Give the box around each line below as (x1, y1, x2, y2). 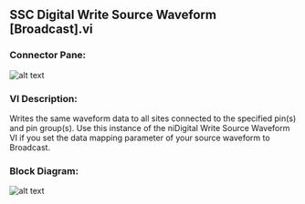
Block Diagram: (9, 164, 79, 177)
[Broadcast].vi (9, 22, 93, 37)
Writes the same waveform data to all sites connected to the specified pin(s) (9, 113, 297, 124)
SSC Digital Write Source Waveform (9, 7, 217, 23)
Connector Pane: (9, 49, 87, 62)
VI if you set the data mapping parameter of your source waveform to (9, 132, 271, 143)
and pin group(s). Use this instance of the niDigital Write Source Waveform (9, 122, 290, 133)
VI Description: (9, 92, 78, 105)
